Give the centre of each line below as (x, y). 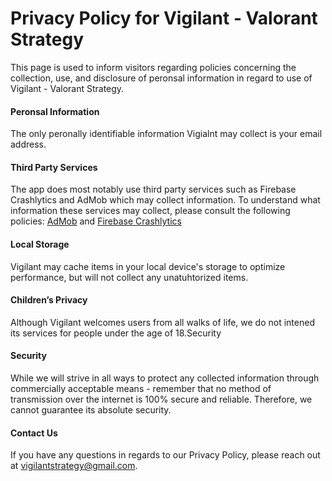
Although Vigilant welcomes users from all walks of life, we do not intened (162, 322)
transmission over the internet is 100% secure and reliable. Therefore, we (161, 399)
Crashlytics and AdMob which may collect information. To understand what (165, 200)
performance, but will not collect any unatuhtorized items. (129, 277)
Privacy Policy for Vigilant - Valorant (164, 18)
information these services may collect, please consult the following (150, 211)
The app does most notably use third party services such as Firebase (153, 189)
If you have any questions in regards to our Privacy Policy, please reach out (165, 455)
